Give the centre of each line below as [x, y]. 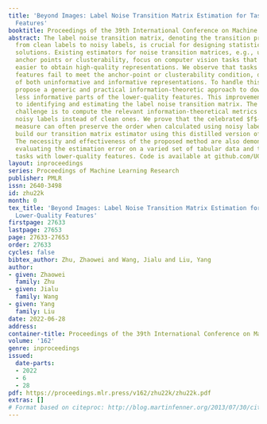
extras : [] [26, 400]
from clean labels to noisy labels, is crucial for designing [120, 45]
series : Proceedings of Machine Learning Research [94, 171]
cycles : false [32, 252]
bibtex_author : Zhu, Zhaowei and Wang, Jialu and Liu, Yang [110, 259]
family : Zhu [35, 282]
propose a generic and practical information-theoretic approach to [131, 89]
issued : [21, 356]
